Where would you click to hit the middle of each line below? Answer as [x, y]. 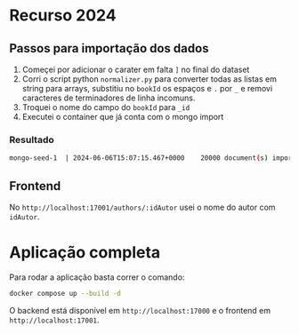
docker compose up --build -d [65, 293]
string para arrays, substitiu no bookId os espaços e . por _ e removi [147, 88]
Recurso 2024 [63, 16]
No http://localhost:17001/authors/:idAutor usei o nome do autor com [142, 207]
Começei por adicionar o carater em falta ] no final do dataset [136, 69]
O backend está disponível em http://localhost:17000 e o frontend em [140, 310]
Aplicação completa [85, 253]
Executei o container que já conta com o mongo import [123, 117]
